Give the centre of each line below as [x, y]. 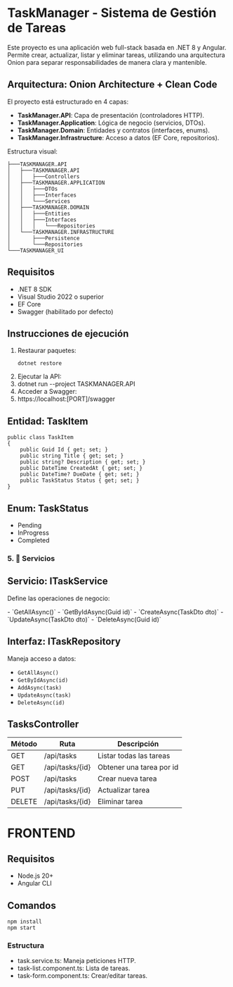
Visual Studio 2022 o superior [60, 297]
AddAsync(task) [40, 688]
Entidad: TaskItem [48, 421]
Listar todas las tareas [134, 756]
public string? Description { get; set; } [83, 462]
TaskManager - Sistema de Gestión [112, 13]
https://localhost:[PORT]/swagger [66, 399]
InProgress [33, 533]
